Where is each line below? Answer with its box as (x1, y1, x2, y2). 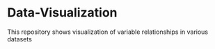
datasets (7, 35, 33, 43)
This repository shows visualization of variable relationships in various (7, 28, 209, 36)
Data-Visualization (7, 5, 118, 21)
